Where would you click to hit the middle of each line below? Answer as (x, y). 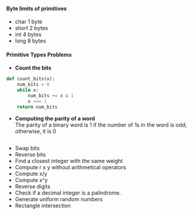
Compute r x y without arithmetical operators (70, 167)
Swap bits (27, 148)
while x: (28, 90)
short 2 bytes (31, 28)
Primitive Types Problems (39, 55)
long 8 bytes (30, 41)
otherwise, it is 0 (35, 131)
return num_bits (38, 107)
